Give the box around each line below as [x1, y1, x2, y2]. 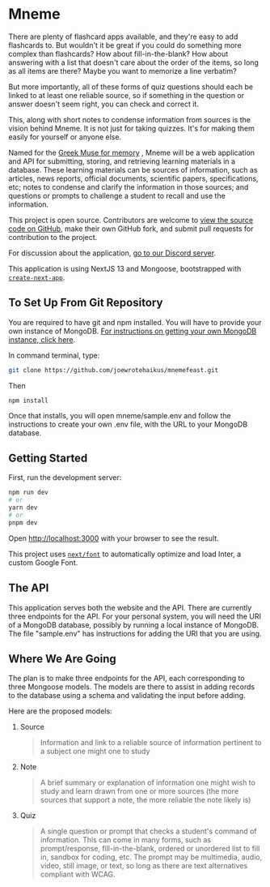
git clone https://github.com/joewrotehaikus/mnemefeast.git [8, 366, 219, 374]
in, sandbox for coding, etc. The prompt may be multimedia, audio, [40, 852, 263, 862]
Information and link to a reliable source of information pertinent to [40, 738, 262, 748]
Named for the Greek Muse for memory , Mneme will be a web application [8, 148, 255, 157]
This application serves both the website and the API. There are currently [8, 602, 252, 612]
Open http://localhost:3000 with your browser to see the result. [8, 533, 220, 543]
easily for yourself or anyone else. [8, 131, 122, 142]
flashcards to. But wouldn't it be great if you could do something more [8, 40, 242, 49]
